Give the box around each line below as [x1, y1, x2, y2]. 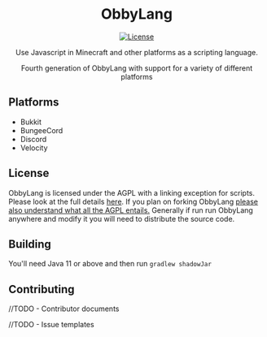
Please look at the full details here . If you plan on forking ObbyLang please [8, 197, 259, 206]
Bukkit [20, 117, 42, 127]
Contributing [8, 282, 75, 296]
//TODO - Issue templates [8, 320, 95, 330]
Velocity [20, 143, 48, 153]
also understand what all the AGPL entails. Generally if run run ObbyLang [8, 205, 254, 215]
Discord [20, 134, 47, 144]
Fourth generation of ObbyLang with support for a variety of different [20, 63, 253, 73]
